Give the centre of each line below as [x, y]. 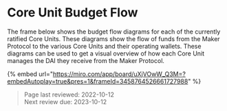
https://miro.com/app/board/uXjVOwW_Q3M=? [119, 74]
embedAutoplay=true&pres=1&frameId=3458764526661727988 [98, 81]
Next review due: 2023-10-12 [65, 101]
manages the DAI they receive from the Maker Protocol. [86, 60]
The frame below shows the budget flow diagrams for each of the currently [114, 32]
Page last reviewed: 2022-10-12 [69, 95]
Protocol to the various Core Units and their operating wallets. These [104, 46]
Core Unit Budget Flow [73, 13]
